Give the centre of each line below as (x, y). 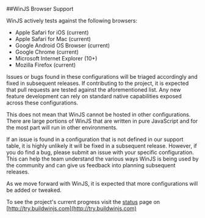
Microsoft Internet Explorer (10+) (56, 58)
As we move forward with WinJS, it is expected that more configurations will (102, 183)
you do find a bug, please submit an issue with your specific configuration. (100, 152)
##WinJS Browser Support (40, 9)
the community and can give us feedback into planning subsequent (91, 165)
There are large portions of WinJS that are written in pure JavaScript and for (102, 121)
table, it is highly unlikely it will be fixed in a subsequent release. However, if (102, 146)
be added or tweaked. (34, 190)
